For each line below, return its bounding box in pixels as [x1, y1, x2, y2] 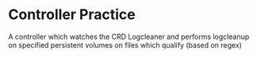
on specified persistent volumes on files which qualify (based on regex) [8, 40, 242, 49]
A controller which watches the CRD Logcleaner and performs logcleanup [8, 32, 250, 41]
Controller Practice [8, 6, 136, 24]
